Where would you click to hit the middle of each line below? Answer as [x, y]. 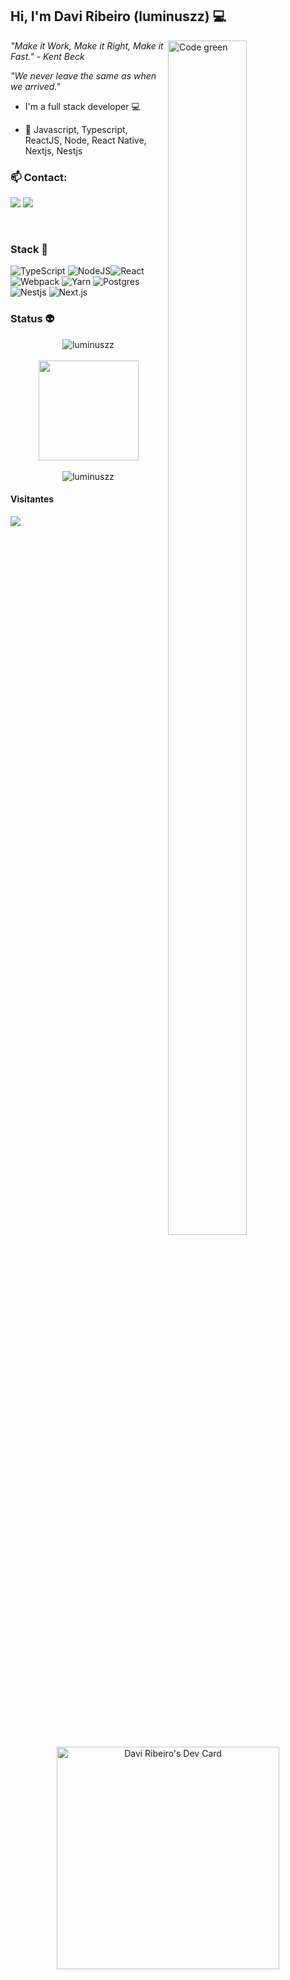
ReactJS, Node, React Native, [85, 140]
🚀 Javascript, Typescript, [76, 129]
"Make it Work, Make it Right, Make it [87, 45]
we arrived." [35, 86]
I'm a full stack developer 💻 [82, 106]
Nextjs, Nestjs [53, 150]
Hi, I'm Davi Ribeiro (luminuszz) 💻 [118, 16]
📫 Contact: [39, 177]
